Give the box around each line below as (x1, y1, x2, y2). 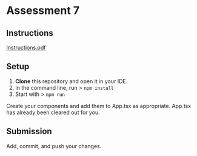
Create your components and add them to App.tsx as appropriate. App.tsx (6, 102, 192, 109)
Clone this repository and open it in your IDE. (15, 77, 128, 85)
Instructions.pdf (6, 44, 46, 51)
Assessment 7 (6, 4, 80, 18)
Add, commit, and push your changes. (6, 142, 102, 149)
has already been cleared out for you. (6, 109, 100, 116)
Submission (6, 126, 53, 137)
